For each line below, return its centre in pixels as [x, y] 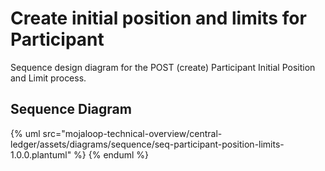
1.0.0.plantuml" [41, 154]
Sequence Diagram [71, 109]
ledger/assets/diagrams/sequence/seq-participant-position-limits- [147, 144]
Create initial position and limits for [158, 18]
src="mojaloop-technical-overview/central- [132, 133]
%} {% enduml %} [111, 154]
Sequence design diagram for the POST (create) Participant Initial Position [163, 67]
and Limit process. [48, 78]
